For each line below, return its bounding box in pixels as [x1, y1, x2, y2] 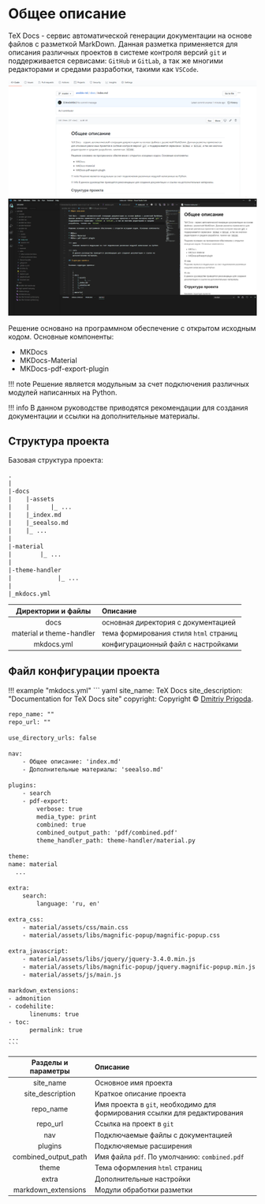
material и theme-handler [11, 628, 95, 638]
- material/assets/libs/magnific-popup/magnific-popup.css [22, 931, 221, 940]
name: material [8, 860, 58, 868]
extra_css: [8, 915, 44, 924]
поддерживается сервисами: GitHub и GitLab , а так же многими [8, 56, 223, 66]
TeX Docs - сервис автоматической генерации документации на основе [8, 31, 252, 40]
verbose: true [36, 805, 83, 813]
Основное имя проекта [94, 1078, 174, 1087]
